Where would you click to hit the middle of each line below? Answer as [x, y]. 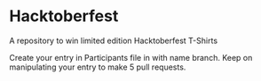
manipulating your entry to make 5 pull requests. [98, 67]
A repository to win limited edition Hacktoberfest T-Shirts [114, 40]
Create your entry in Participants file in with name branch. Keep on [131, 57]
